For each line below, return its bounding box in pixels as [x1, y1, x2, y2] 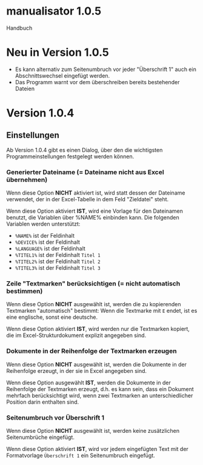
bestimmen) [6, 287, 43, 295]
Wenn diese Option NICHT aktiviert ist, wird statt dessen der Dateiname [6, 189, 185, 196]
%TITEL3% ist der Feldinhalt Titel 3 [15, 264, 101, 272]
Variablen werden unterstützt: [6, 220, 81, 228]
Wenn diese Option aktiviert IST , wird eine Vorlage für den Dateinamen [6, 207, 183, 215]
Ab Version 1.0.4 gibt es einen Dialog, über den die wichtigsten [6, 146, 163, 153]
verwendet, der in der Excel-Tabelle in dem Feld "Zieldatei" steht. [6, 196, 169, 203]
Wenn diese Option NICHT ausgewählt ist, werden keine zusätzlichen [6, 427, 180, 435]
